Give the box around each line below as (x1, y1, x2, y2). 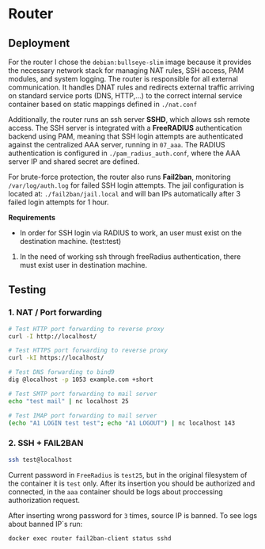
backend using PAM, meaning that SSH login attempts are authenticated (8, 132, 244, 141)
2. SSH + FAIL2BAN (8, 437, 84, 448)
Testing (8, 283, 47, 297)
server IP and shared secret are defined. (8, 157, 140, 166)
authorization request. (8, 495, 81, 505)
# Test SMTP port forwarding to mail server (8, 390, 157, 398)
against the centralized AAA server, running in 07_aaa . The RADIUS (8, 140, 225, 149)
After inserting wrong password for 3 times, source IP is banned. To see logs (8, 510, 258, 520)
